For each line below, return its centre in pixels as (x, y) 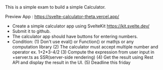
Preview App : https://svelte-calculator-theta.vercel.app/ (62, 16)
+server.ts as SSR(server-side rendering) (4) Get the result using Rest (83, 57)
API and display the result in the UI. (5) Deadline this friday (71, 62)
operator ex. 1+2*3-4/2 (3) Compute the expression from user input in (83, 52)
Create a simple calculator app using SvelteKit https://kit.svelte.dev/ (81, 26)
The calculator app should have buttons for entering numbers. (75, 36)
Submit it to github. (31, 31)
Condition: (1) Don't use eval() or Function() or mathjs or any (73, 42)
